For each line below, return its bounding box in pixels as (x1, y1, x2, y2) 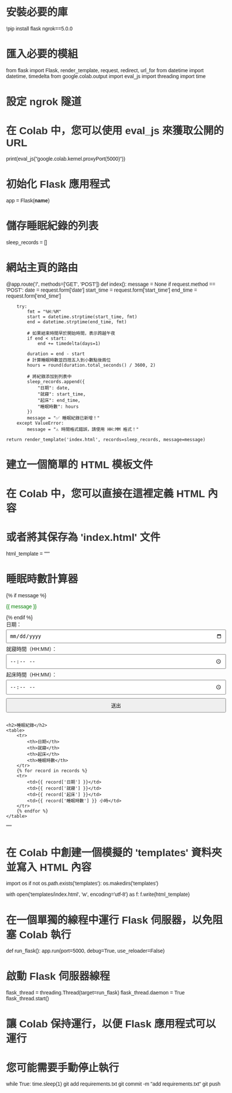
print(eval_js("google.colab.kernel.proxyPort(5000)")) (6, 155, 126, 162)
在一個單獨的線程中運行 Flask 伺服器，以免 (6, 914, 213, 926)
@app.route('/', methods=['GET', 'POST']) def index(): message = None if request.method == (6, 280, 216, 287)
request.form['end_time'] (6, 292, 62, 299)
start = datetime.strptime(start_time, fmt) (27, 314, 138, 320)
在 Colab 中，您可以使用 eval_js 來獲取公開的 (6, 125, 224, 137)
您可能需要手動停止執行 (6, 1062, 120, 1074)
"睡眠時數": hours (37, 404, 79, 410)
